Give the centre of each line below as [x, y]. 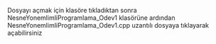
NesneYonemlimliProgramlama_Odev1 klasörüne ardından [91, 18]
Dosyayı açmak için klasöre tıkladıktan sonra [72, 10]
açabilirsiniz [25, 33]
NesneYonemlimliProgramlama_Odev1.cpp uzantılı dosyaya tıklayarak [108, 25]
